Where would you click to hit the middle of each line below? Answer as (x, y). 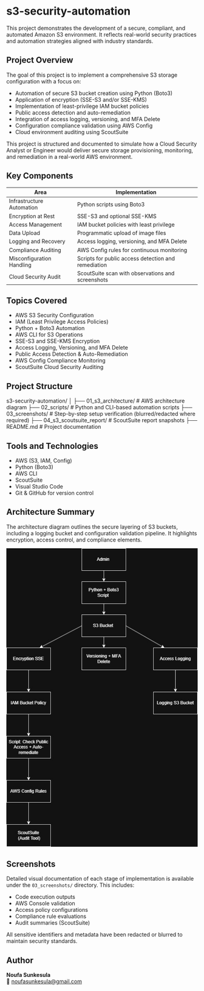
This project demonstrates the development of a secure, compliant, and (96, 28)
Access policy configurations (51, 910)
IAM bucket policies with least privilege (126, 224)
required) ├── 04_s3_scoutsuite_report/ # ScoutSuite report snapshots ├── (102, 420)
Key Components (40, 176)
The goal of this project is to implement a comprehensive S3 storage (92, 75)
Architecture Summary (51, 512)
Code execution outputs (45, 897)
